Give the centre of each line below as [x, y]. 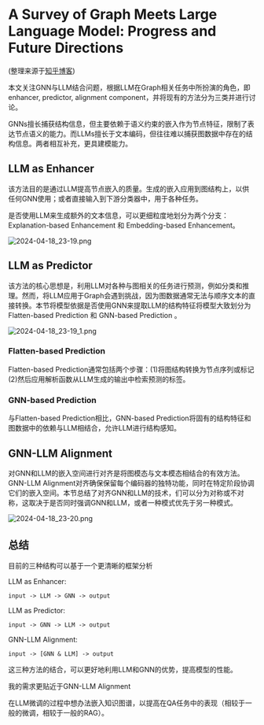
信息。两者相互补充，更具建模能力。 [73, 143]
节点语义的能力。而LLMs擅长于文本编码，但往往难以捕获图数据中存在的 [130, 133]
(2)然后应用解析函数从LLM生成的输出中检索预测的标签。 [99, 379]
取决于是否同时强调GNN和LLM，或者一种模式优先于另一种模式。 [133, 502]
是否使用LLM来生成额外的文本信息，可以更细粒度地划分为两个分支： [119, 215]
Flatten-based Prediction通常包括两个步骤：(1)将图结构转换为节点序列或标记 [131, 369]
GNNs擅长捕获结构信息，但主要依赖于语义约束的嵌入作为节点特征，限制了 [128, 124]
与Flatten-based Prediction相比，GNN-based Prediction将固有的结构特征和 [130, 418]
